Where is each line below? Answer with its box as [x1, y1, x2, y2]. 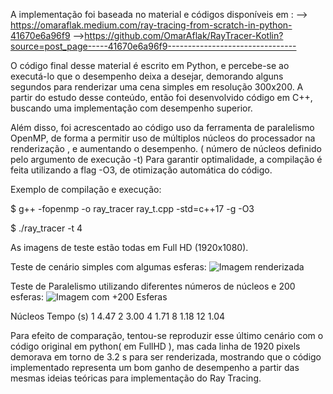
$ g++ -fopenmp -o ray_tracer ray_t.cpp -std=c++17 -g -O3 [10, 203, 255, 214]
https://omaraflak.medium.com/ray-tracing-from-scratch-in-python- [10, 19, 293, 31]
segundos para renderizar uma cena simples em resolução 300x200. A [10, 81, 304, 93]
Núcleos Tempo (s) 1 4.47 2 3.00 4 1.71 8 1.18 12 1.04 [10, 310, 226, 322]
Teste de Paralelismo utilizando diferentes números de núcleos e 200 [10, 280, 296, 292]
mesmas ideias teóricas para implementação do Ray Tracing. [10, 372, 262, 384]
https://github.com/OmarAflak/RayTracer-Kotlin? [84, 30, 284, 41]
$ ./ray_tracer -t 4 [10, 222, 83, 234]
